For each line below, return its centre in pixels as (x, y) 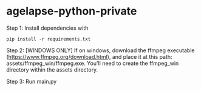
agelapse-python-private (72, 11)
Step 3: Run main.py (32, 81)
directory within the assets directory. (52, 69)
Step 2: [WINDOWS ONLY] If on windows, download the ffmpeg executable (101, 50)
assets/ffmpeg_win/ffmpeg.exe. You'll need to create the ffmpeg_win (93, 63)
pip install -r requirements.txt (49, 39)
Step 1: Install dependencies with (47, 28)
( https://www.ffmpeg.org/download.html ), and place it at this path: (89, 56)
